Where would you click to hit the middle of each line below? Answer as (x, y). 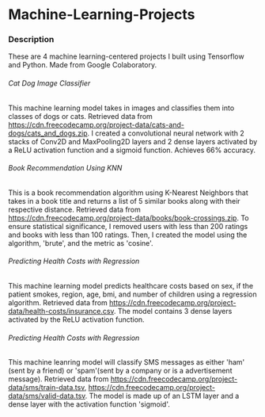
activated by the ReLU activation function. (76, 319)
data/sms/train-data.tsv (46, 388)
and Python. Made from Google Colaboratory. (83, 65)
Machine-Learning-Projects (102, 15)
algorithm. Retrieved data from (58, 303)
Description (31, 40)
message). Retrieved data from (59, 379)
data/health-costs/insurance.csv (61, 312)
